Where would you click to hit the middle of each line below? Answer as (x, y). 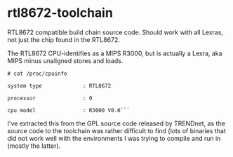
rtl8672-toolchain (60, 13)
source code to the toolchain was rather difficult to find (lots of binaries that (116, 130)
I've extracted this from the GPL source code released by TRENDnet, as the (116, 123)
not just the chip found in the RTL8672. (64, 39)
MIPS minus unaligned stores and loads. (65, 60)
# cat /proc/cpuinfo (38, 74)
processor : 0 (50, 98)
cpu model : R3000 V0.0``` (69, 110)
